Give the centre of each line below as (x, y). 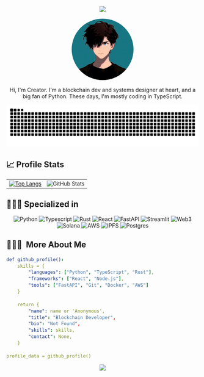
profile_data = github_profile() (49, 356)
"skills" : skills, (52, 330)
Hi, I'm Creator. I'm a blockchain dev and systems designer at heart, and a (103, 90)
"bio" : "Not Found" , (54, 324)
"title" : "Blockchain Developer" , (72, 317)
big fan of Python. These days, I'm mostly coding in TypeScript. (103, 96)
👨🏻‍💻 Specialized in (42, 204)
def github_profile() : (35, 259)
